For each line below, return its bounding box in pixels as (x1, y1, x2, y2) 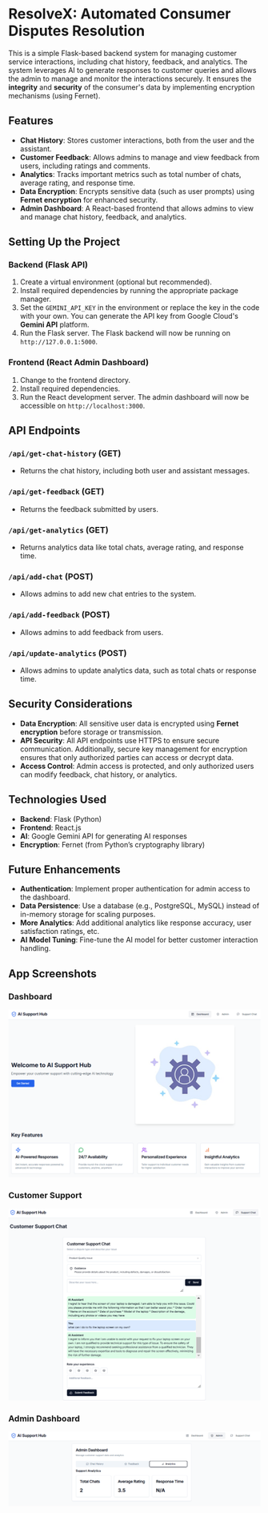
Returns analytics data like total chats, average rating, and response (19, 542, 244, 553)
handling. (19, 944, 51, 953)
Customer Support (8, 1190, 82, 1201)
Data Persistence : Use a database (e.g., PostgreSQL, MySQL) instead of (19, 901, 260, 911)
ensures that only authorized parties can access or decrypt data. (19, 752, 234, 762)
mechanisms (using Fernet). (8, 91, 101, 100)
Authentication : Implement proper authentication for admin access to (19, 884, 250, 894)
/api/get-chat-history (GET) (8, 448, 122, 459)
